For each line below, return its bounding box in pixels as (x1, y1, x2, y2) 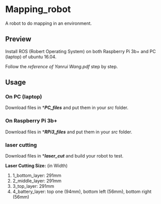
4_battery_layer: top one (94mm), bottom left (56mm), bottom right (12, 188, 152, 195)
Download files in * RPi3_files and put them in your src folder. (5, 129, 133, 135)
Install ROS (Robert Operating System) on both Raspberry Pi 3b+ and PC (5, 48, 156, 54)
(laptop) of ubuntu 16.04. (5, 54, 57, 60)
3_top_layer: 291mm (12, 183, 55, 189)
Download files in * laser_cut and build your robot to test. (5, 153, 124, 159)
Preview (5, 35, 32, 43)
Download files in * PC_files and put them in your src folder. (5, 105, 129, 111)
